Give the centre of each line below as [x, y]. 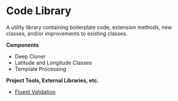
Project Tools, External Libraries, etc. [53, 80]
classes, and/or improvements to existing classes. [67, 33]
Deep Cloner [30, 56]
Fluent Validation [35, 92]
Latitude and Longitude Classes [53, 63]
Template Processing [41, 69]
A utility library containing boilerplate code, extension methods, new [89, 27]
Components [22, 45]
